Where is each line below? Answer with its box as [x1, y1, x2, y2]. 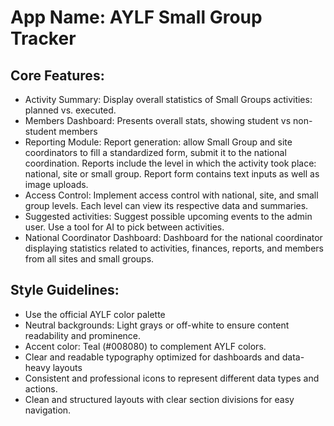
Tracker [10, 27, 77, 50]
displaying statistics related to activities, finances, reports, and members [24, 242, 324, 254]
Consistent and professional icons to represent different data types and [24, 372, 320, 384]
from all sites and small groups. [24, 253, 155, 265]
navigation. [24, 404, 72, 416]
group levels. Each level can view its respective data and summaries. [24, 200, 309, 211]
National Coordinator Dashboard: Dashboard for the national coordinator [24, 232, 323, 243]
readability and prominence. [24, 329, 142, 341]
